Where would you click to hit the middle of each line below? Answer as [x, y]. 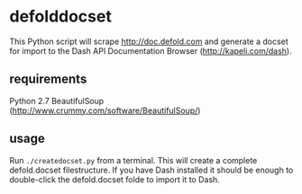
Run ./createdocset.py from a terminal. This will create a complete [133, 160]
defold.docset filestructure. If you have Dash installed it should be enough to [151, 170]
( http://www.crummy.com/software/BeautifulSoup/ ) [105, 110]
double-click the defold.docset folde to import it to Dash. [115, 179]
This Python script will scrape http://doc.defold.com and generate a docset [149, 41]
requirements [48, 79]
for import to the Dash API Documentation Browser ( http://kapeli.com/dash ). [151, 50]
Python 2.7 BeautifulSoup [57, 101]
